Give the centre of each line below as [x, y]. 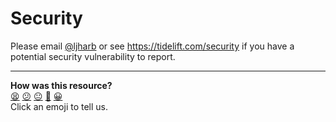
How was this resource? [61, 85]
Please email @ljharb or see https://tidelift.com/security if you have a [152, 46]
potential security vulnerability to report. [93, 56]
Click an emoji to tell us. [59, 106]
